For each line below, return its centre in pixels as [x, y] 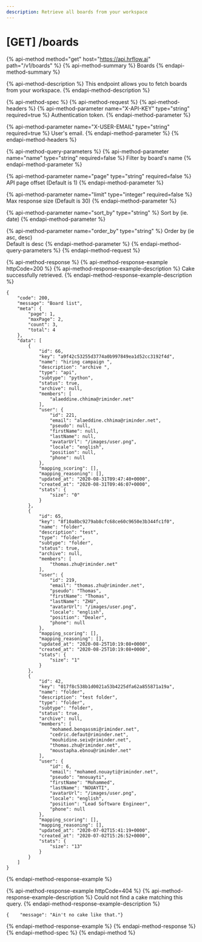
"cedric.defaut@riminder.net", [89, 734]
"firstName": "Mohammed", [82, 783]
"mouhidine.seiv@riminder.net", [90, 740]
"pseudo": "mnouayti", [78, 777]
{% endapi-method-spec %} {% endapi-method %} [71, 932]
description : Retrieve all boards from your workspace [77, 12]
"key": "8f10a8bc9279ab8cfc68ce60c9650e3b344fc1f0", [106, 522]
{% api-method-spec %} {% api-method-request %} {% [77, 102]
